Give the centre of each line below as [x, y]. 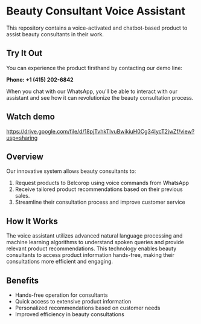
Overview [25, 156]
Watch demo [31, 117]
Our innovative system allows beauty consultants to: [71, 171]
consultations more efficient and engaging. [60, 262]
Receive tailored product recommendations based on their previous [99, 189]
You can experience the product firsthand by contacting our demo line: [94, 68]
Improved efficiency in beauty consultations [70, 314]
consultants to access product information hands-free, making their [91, 255]
